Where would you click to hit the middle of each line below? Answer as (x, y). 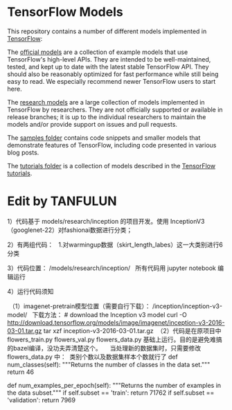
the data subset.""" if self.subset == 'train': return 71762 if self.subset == (111, 393)
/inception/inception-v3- (187, 306)
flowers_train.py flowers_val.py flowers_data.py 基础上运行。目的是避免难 (112, 339)
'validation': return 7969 (42, 400)
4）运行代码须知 (30, 291)
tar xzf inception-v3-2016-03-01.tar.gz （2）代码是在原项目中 (132, 330)
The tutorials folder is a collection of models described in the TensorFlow (111, 166)
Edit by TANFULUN (62, 201)
